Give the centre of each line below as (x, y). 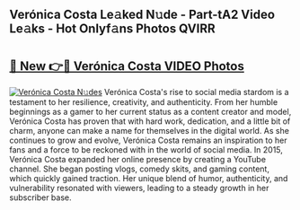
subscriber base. (40, 197)
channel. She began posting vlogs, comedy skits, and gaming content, (139, 169)
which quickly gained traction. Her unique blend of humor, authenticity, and (149, 178)
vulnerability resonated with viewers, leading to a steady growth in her (139, 188)
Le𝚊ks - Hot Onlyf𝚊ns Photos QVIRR (112, 29)
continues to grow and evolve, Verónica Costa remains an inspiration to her (148, 140)
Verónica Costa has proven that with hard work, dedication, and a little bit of (150, 121)
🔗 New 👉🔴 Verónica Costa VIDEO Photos (127, 66)
